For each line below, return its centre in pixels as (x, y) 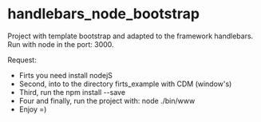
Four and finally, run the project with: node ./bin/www (107, 100)
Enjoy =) (33, 109)
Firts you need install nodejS (66, 75)
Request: (22, 60)
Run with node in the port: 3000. (61, 44)
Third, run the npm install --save (72, 92)
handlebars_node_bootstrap (104, 14)
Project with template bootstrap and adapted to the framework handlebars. (130, 36)
